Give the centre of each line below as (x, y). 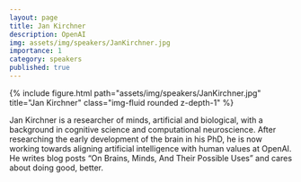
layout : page (34, 17)
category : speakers (46, 59)
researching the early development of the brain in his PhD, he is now (136, 139)
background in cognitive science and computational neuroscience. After (143, 129)
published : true (40, 68)
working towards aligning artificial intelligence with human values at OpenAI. (150, 148)
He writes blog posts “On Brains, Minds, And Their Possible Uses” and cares (151, 158)
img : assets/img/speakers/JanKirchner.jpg (90, 43)
